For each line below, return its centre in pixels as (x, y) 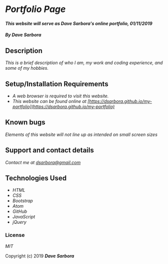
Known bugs (25, 122)
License (15, 235)
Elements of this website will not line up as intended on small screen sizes (81, 135)
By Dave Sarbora (23, 35)
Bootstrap (23, 201)
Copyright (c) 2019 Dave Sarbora (40, 256)
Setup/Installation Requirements (57, 84)
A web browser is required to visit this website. (60, 96)
